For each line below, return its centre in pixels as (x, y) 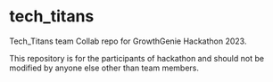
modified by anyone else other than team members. (104, 68)
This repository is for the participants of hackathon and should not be (137, 58)
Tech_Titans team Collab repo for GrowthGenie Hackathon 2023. (128, 41)
